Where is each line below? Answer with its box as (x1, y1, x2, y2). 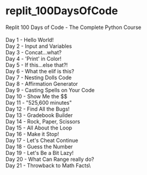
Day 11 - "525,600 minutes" (5, 99, 72, 106)
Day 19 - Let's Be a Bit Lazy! (5, 149, 74, 156)
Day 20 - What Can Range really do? (5, 155, 94, 163)
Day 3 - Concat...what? (5, 48, 62, 56)
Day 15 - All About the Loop (5, 124, 72, 131)
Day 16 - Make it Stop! (5, 130, 60, 137)
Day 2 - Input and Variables (5, 43, 72, 50)
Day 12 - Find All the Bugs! (5, 105, 70, 112)
